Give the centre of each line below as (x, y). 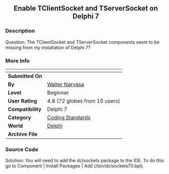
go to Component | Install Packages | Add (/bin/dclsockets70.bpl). (75, 166)
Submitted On (25, 76)
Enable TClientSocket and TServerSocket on (86, 8)
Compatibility (25, 109)
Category (20, 117)
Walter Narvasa (66, 84)
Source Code (22, 149)
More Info (18, 61)
